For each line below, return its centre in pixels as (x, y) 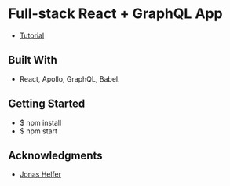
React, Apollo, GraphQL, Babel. (69, 78)
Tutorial (32, 35)
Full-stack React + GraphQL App (115, 14)
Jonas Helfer (40, 174)
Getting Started (47, 104)
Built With (33, 60)
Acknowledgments (56, 155)
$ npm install (40, 122)
